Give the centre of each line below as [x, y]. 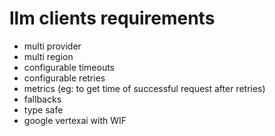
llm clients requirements [112, 18]
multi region [48, 56]
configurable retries [64, 78]
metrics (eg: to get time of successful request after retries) [144, 88]
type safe [43, 109]
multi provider [52, 46]
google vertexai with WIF [75, 120]
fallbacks [42, 99]
